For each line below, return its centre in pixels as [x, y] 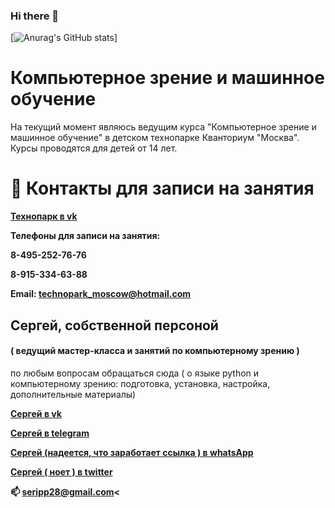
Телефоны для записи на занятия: [85, 236]
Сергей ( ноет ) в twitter [61, 471]
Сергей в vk [36, 413]
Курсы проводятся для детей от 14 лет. [94, 148]
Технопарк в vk [44, 216]
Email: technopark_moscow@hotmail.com [101, 294]
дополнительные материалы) [73, 394]
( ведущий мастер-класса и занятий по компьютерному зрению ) [155, 351]
